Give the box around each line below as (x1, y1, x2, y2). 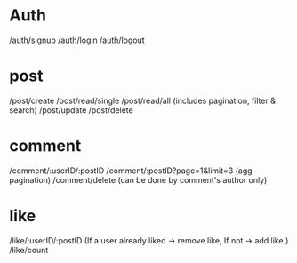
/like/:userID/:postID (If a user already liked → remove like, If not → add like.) (9, 235, 289, 245)
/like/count (9, 244, 49, 255)
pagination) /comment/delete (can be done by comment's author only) (9, 174, 268, 185)
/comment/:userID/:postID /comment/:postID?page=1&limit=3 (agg (9, 165, 253, 176)
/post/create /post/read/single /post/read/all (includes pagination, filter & (9, 95, 276, 106)
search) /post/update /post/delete (9, 104, 133, 116)
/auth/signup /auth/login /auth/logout (9, 35, 145, 45)
